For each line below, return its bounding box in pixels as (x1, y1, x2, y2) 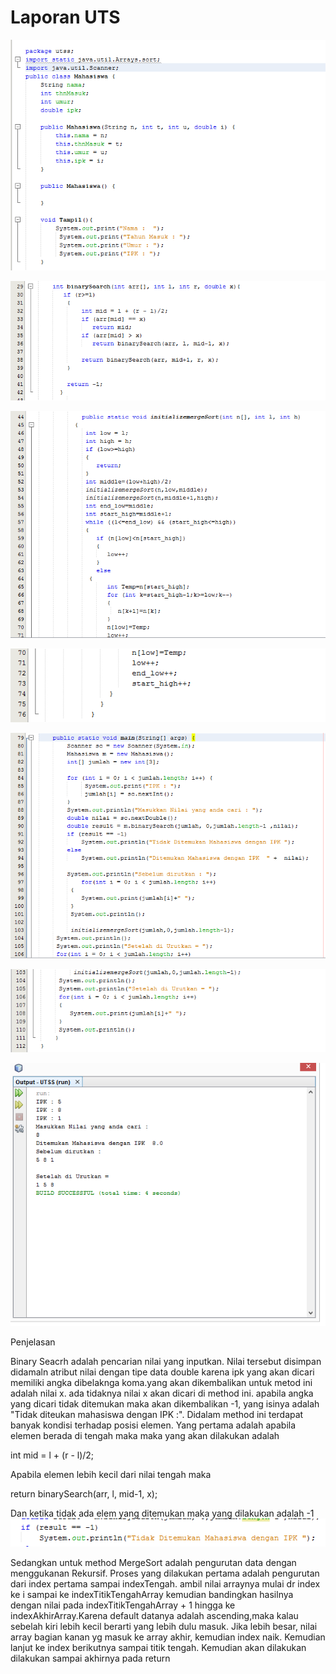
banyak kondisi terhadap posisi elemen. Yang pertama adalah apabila (10, 1419, 297, 1431)
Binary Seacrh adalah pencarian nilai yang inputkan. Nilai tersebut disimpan (10, 1356, 322, 1368)
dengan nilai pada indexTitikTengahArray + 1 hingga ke (10, 1599, 236, 1611)
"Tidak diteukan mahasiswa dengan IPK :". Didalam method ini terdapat (10, 1409, 304, 1421)
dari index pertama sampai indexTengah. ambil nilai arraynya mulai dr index (10, 1577, 321, 1590)
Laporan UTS (10, 6, 121, 29)
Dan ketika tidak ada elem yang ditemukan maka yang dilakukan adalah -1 (10, 1507, 315, 1520)
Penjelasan (10, 1336, 56, 1348)
